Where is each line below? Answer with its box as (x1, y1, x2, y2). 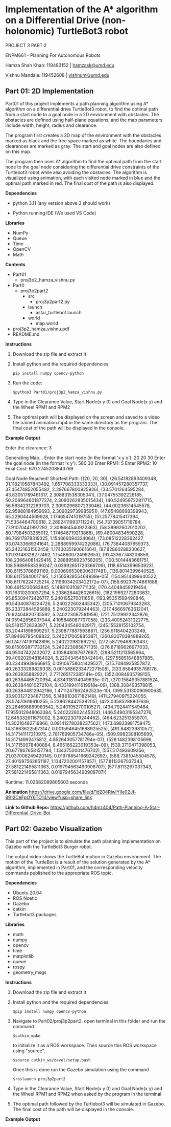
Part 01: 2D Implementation (5, 87, 94, 96)
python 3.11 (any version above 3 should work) (12, 200, 111, 206)
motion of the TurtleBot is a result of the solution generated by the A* (5, 859, 151, 865)
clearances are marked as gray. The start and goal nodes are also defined (5, 143, 161, 149)
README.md (12, 331, 40, 337)
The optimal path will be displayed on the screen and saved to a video (12, 414, 160, 420)
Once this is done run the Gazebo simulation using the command (12, 1066, 149, 1073)
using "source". (12, 1048, 45, 1054)
